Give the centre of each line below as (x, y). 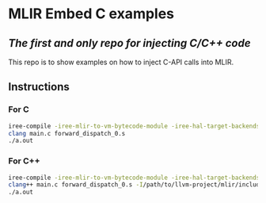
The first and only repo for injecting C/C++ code (129, 43)
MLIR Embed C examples (91, 14)
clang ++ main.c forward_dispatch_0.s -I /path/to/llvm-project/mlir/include (136, 185)
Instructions (39, 87)
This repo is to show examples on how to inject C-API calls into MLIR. (121, 62)
